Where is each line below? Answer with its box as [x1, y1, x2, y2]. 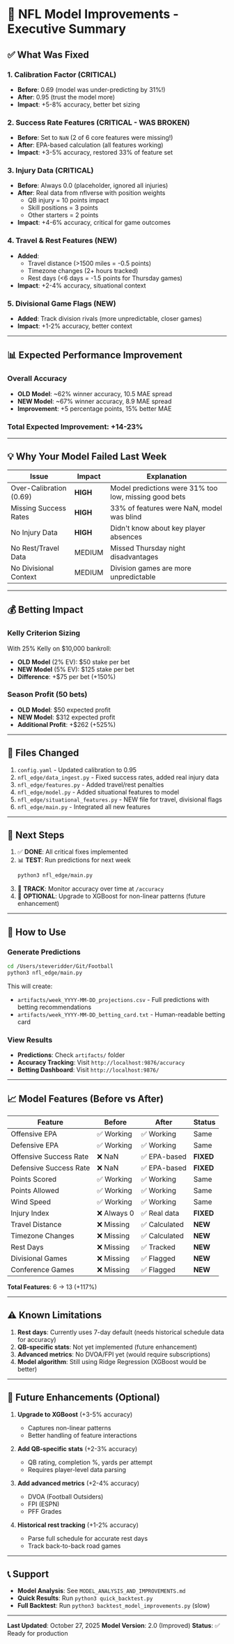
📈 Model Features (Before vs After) [7, 1093, 164, 1105]
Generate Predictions [7, 947, 81, 957]
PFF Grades [27, 1507, 62, 1515]
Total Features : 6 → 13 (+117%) [7, 1283, 97, 1291]
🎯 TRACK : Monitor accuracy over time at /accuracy [17, 884, 164, 893]
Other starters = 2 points [27, 211, 99, 219]
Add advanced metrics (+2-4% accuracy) [17, 1479, 140, 1487]
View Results [7, 1035, 53, 1044]
